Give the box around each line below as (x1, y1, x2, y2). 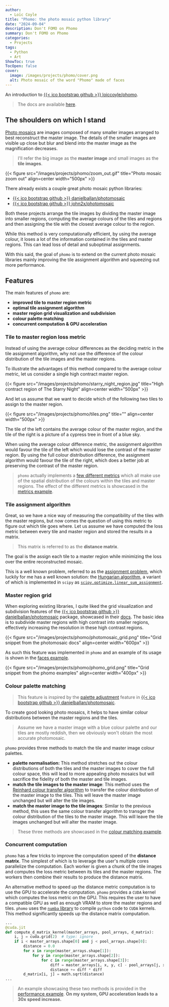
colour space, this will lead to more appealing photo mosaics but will (12, 771, 154, 777)
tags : (5, 45, 17, 50)
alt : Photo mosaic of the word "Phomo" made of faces (10, 78, 125, 83)
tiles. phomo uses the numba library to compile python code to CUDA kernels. (5, 905, 156, 911)
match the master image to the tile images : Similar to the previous (12, 802, 151, 809)
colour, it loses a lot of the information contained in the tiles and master (5, 236, 152, 242)
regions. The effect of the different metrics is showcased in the (17, 483, 148, 489)
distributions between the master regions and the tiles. (5, 714, 118, 721)
